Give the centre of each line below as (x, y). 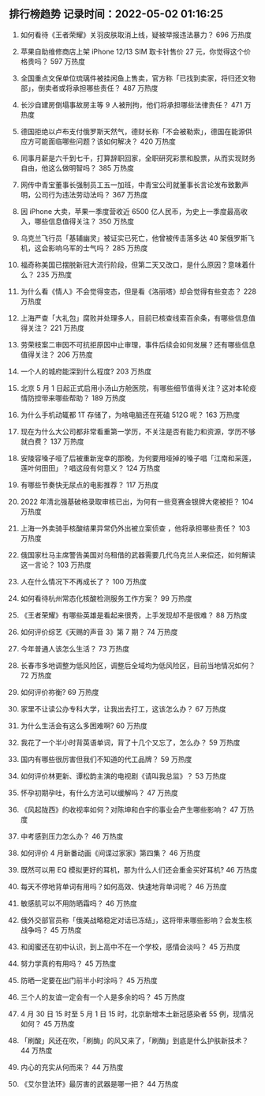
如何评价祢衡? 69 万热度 (60, 692)
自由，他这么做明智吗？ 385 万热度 (77, 167)
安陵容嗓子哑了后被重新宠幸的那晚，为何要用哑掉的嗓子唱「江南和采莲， (138, 458)
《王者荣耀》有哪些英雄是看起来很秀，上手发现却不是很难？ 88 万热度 (134, 615)
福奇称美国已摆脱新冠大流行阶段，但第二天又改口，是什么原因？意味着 (134, 265)
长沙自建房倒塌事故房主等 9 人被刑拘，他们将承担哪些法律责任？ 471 (131, 104)
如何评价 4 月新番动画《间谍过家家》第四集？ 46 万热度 (110, 853)
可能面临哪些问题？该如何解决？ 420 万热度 (105, 141)
